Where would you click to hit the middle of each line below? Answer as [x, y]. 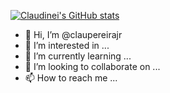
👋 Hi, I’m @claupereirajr [73, 34]
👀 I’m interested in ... [67, 45]
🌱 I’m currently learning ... [78, 56]
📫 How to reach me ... [71, 78]
